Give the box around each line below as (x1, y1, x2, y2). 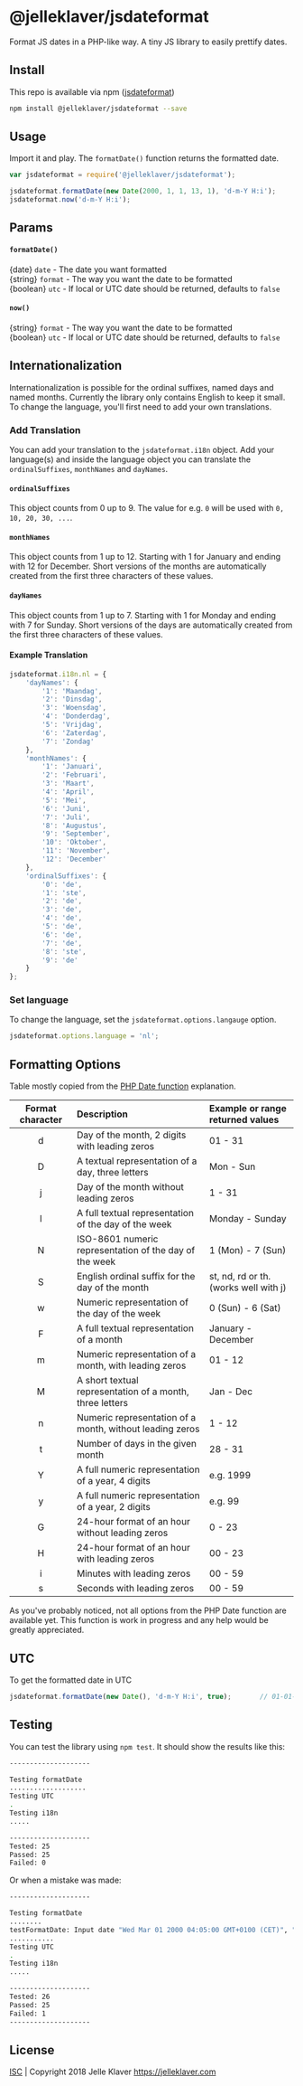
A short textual (76, 1374, 139, 1387)
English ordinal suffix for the (76, 1270, 196, 1283)
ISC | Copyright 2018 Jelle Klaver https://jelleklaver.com (9, 2066, 216, 2077)
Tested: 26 (9, 1992, 50, 2002)
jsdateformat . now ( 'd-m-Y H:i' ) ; (9, 195, 131, 204)
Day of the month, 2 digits (76, 1128, 187, 1141)
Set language (9, 994, 69, 1006)
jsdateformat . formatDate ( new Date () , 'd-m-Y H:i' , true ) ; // (9, 1692, 269, 1701)
